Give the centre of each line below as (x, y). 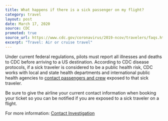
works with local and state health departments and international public (78, 72)
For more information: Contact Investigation (50, 113)
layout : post (19, 19)
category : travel (23, 14)
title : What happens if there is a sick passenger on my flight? (74, 10)
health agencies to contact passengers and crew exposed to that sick (77, 77)
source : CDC (17, 28)
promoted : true (21, 33)
